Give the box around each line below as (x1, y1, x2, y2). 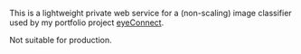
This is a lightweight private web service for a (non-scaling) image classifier (9, 8, 292, 18)
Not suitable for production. (9, 35, 112, 45)
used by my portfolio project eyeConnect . (9, 17, 165, 28)
